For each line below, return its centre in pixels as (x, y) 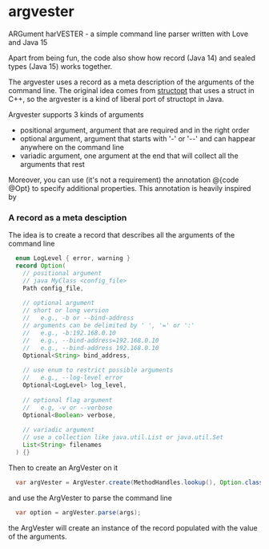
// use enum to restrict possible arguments (98, 370)
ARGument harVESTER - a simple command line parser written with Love (128, 34)
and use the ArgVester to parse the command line (90, 498)
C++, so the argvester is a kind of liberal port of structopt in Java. (116, 99)
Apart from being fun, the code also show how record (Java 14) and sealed (132, 58)
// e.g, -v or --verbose (68, 408)
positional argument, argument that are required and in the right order (134, 130)
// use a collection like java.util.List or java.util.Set (123, 437)
